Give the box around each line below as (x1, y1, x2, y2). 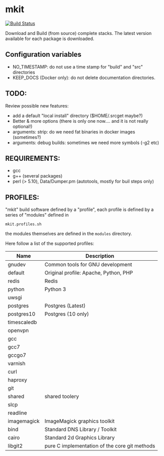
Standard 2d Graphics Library (44, 434, 115, 441)
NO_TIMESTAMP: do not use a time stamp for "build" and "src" (12, 63, 143, 69)
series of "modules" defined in (5, 212, 69, 218)
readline (8, 409, 27, 416)
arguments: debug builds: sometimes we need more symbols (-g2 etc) (12, 139, 159, 146)
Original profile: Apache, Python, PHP (44, 269, 133, 276)
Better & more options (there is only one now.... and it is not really (12, 118, 149, 124)
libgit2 (8, 442, 23, 449)
